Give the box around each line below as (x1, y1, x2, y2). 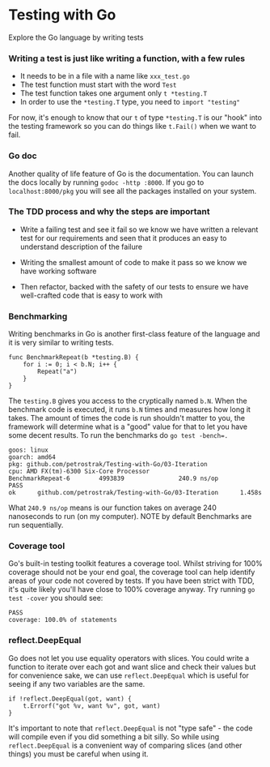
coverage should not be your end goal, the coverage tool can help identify (8, 568, 255, 577)
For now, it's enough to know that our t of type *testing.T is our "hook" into (8, 113, 263, 122)
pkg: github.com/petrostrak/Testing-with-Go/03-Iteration (8, 461, 208, 469)
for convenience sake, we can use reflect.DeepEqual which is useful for (8, 671, 249, 680)
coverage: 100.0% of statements (8, 616, 117, 624)
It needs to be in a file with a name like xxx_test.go (19, 71, 190, 81)
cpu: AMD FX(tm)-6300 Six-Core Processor (8, 468, 150, 476)
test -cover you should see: (8, 593, 103, 603)
